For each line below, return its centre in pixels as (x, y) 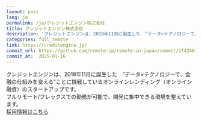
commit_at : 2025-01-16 (36, 56)
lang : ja (17, 17)
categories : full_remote (37, 40)
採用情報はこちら (27, 111)
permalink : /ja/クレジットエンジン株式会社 (56, 23)
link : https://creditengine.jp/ (47, 46)
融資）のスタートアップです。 (43, 89)
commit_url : (21, 51)
